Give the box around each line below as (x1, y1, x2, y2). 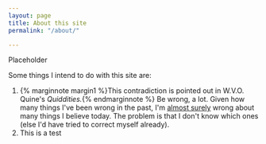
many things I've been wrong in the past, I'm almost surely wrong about (19, 103, 255, 112)
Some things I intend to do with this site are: (8, 71, 152, 80)
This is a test (19, 128, 62, 138)
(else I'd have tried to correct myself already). (19, 120, 170, 130)
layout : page (8, 11, 52, 20)
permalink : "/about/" (8, 26, 80, 34)
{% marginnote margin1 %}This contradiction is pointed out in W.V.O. (19, 86, 245, 95)
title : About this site (8, 19, 87, 27)
